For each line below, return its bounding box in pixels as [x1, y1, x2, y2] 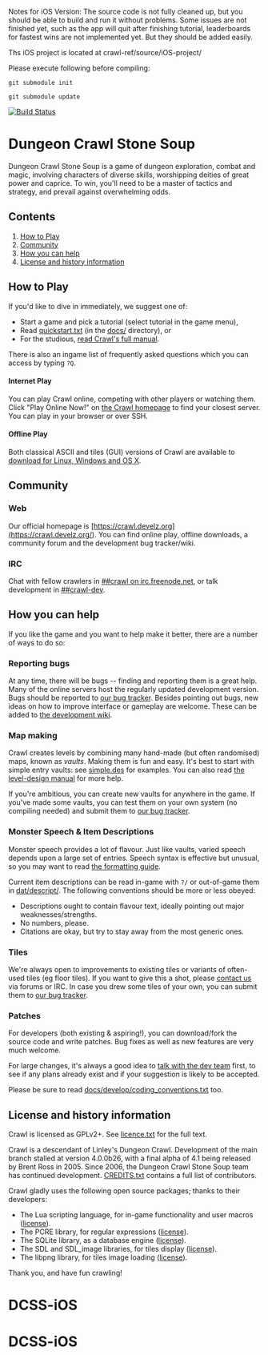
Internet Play [8, 376, 52, 386]
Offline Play [8, 429, 48, 439]
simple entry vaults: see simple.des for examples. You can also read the [8, 765, 246, 775]
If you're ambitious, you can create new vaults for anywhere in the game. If [8, 789, 256, 799]
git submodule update [8, 93, 81, 101]
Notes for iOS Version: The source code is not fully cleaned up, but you [8, 7, 243, 16]
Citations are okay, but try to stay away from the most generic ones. [19, 927, 244, 936]
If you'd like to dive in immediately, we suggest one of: [8, 301, 188, 311]
